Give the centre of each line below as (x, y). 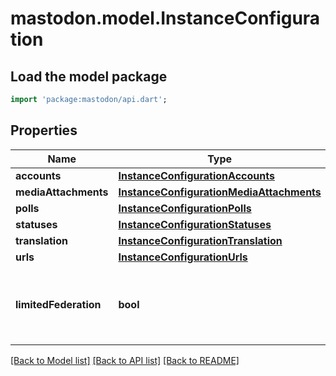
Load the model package (89, 76)
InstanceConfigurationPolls (185, 208)
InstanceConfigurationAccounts (196, 175)
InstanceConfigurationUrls (183, 257)
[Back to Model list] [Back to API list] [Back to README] (125, 360)
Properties (44, 130)
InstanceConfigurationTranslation (200, 240)
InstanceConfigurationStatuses (195, 224)
